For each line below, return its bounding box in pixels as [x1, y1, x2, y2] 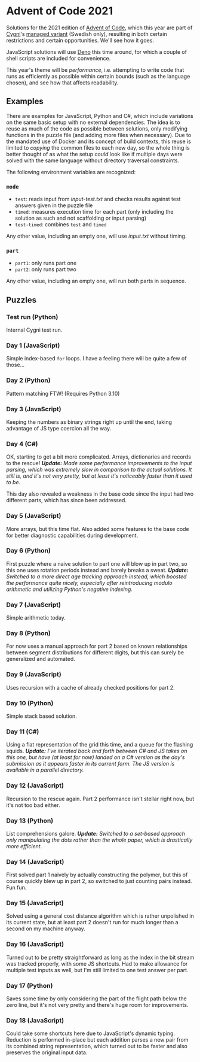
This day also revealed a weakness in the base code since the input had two [6, 490, 194, 497]
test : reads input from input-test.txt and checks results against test [14, 196, 181, 203]
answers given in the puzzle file [14, 202, 93, 209]
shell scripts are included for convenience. [6, 54, 111, 62]
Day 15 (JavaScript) [6, 899, 64, 908]
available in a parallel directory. [6, 766, 84, 773]
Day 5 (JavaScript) [6, 512, 61, 520]
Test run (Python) [6, 312, 59, 321]
